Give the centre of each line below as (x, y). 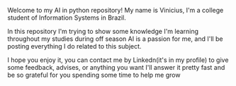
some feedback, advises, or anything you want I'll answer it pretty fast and (116, 67)
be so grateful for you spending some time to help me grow (94, 75)
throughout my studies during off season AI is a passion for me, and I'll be (115, 39)
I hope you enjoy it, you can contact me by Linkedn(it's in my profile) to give (118, 60)
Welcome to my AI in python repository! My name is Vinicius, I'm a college (116, 10)
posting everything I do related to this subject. (74, 46)
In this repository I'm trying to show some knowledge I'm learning (103, 31)
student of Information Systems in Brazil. (67, 18)
